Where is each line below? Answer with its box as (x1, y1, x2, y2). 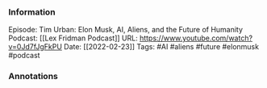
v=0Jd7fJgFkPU (8, 42, 63, 52)
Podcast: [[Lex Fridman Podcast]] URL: (8, 33, 139, 43)
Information (8, 6, 56, 18)
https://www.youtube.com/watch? (140, 33, 252, 43)
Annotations (8, 71, 58, 82)
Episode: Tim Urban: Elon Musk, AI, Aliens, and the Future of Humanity (8, 25, 244, 35)
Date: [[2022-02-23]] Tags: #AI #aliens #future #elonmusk (64, 42, 260, 52)
